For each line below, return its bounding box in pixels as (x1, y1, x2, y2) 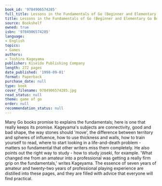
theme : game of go (5, 97, 42, 102)
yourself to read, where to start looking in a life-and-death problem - (5, 140, 141, 145)
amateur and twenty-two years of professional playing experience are (5, 165, 144, 171)
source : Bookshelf (5, 20, 42, 26)
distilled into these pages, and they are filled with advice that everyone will (5, 170, 153, 176)
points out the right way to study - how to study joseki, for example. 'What (5, 150, 152, 156)
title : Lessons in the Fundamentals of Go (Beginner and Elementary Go (5, 16, 152, 21)
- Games (5, 47, 21, 52)
